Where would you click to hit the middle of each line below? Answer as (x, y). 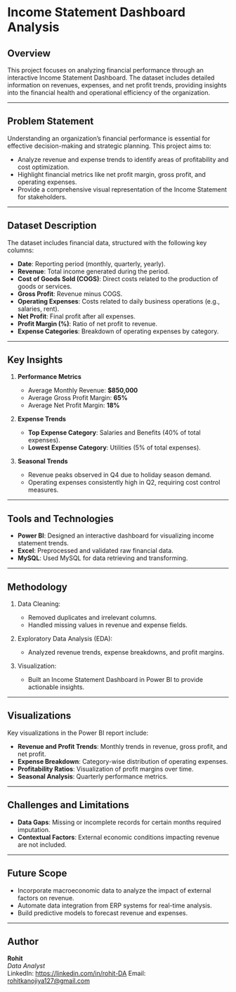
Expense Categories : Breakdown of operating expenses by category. (118, 331)
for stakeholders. (42, 197)
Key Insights (35, 360)
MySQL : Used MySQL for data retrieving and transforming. (103, 558)
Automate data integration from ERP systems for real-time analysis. (114, 905)
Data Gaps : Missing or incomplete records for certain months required (119, 822)
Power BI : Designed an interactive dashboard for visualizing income (116, 535)
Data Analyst (26, 966)
